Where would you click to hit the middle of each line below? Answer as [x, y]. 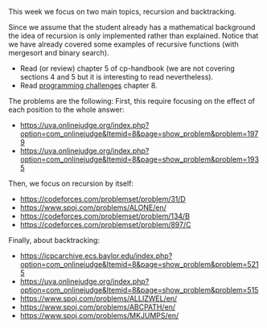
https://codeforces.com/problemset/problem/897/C [105, 225]
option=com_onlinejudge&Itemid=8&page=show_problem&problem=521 [139, 264]
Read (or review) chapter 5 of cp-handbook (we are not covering [127, 68]
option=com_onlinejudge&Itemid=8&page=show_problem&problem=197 [139, 133]
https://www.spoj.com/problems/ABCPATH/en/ [98, 307]
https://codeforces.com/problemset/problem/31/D [103, 199]
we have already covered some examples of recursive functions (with [123, 44]
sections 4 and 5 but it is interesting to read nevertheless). [117, 77]
